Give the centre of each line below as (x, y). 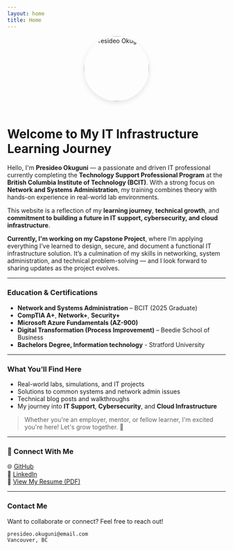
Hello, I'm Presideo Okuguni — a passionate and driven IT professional (109, 168)
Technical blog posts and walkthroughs (74, 399)
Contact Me (27, 506)
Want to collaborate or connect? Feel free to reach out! (85, 521)
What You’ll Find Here (44, 369)
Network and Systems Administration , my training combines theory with (112, 190)
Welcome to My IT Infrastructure (103, 134)
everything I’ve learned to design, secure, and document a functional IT (109, 246)
